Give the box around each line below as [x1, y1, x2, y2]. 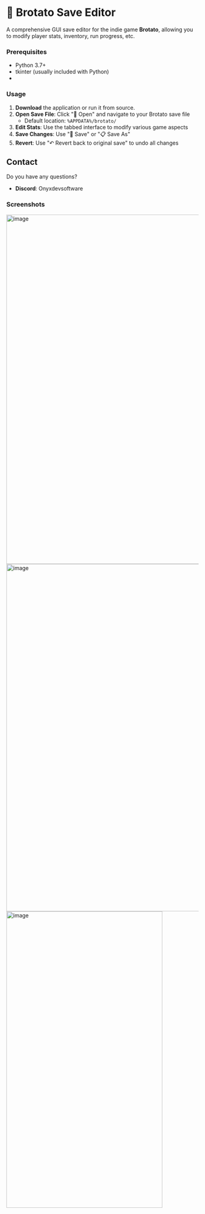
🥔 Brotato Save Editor [6, 6, 116, 20]
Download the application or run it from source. [15, 104, 135, 111]
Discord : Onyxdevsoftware [15, 185, 84, 192]
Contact [6, 156, 38, 167]
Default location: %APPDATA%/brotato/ [24, 116, 117, 124]
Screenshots [6, 200, 45, 209]
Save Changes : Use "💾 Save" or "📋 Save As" [15, 130, 131, 137]
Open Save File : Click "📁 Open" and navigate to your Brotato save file [15, 110, 190, 118]
